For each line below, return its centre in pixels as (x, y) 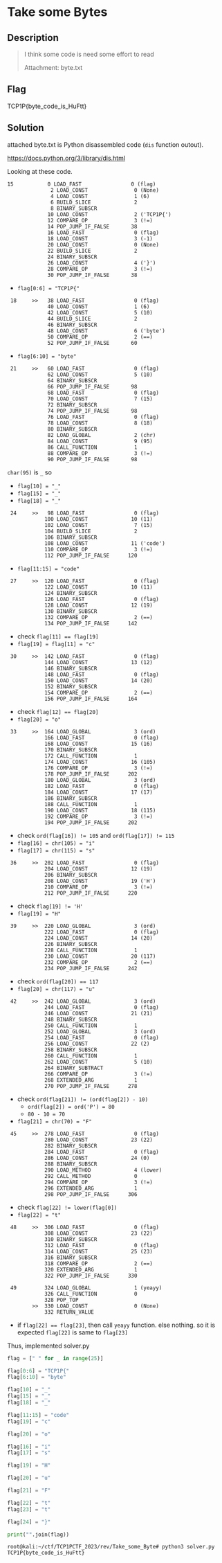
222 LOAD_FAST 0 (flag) (101, 932)
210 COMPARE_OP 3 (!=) (99, 887)
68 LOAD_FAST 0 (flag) (103, 393)
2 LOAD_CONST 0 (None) (105, 190)
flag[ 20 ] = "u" (29, 1478)
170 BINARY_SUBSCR (71, 750)
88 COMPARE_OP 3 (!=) (100, 453)
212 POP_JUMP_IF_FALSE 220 (91, 893)
